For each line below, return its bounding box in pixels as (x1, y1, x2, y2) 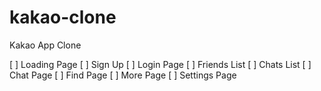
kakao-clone (9, 6, 117, 29)
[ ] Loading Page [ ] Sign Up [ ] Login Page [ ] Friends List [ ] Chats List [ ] (9, 58, 312, 70)
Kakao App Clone (9, 39, 82, 51)
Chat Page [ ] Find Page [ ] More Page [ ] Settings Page (9, 69, 237, 81)
